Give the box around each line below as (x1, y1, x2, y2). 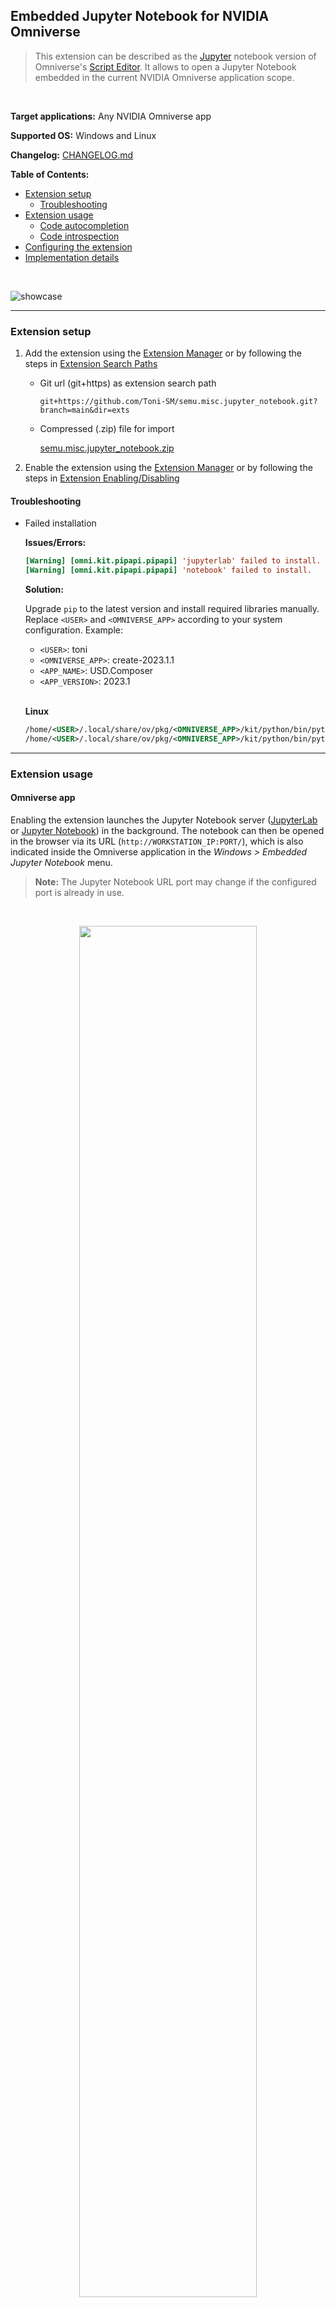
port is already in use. (34, 886, 125, 898)
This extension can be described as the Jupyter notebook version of (34, 50, 317, 62)
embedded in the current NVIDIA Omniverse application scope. (34, 71, 295, 83)
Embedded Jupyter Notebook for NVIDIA (10, 8, 270, 25)
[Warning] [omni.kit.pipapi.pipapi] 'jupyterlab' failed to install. (24, 556, 322, 566)
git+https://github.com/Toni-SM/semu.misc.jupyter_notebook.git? (39, 397, 318, 407)
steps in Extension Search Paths (24, 358, 158, 370)
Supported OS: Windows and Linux (10, 129, 157, 141)
